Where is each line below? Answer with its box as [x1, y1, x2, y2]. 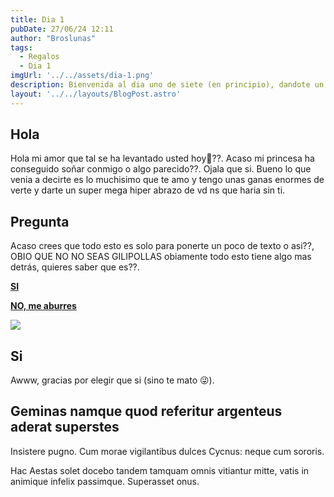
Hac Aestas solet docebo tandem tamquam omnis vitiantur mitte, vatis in [10, 464, 310, 476]
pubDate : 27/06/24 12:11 [10, 24, 114, 34]
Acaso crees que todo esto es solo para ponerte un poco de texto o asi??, [10, 240, 315, 252]
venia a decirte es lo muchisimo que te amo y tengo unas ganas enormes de [10, 174, 325, 186]
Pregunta [10, 213, 70, 230]
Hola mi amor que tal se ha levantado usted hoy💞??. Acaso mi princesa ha [10, 152, 315, 165]
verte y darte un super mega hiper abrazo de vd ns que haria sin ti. [10, 184, 286, 196]
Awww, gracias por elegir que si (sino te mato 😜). [10, 374, 215, 386]
